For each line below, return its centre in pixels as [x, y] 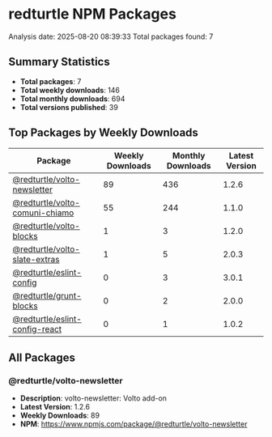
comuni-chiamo [43, 213]
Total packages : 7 [51, 81]
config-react [37, 329]
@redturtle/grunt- [47, 295]
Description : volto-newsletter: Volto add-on [93, 398]
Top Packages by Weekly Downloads [103, 133]
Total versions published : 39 [69, 107]
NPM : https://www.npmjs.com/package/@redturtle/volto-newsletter [134, 424]
